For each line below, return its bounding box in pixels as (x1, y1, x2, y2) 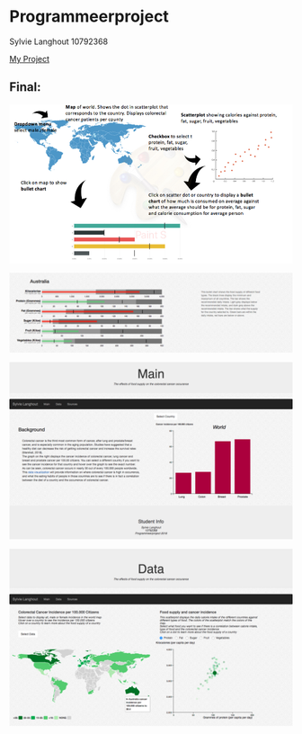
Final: (9, 79, 41, 95)
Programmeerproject (9, 6, 169, 27)
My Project (9, 53, 50, 64)
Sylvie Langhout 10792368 (9, 36, 109, 47)
